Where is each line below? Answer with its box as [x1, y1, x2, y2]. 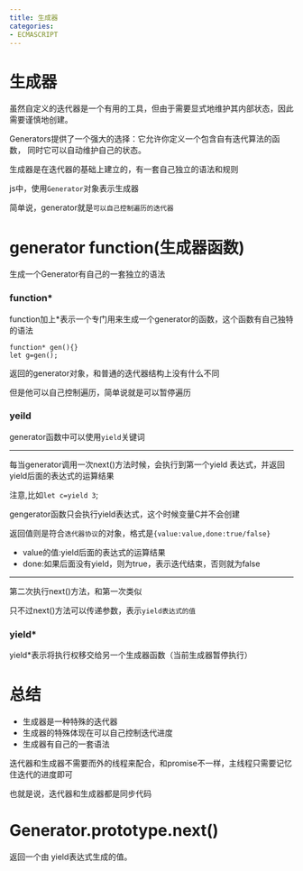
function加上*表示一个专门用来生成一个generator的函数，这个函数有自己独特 [9, 313, 294, 325]
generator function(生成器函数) [9, 237, 245, 258]
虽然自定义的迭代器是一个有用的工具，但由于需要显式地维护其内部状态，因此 [9, 103, 294, 114]
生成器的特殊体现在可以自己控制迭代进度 [22, 728, 173, 738]
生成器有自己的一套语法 [22, 738, 110, 749]
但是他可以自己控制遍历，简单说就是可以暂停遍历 [9, 387, 191, 398]
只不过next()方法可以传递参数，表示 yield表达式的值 [9, 605, 197, 616]
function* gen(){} [9, 343, 78, 352]
